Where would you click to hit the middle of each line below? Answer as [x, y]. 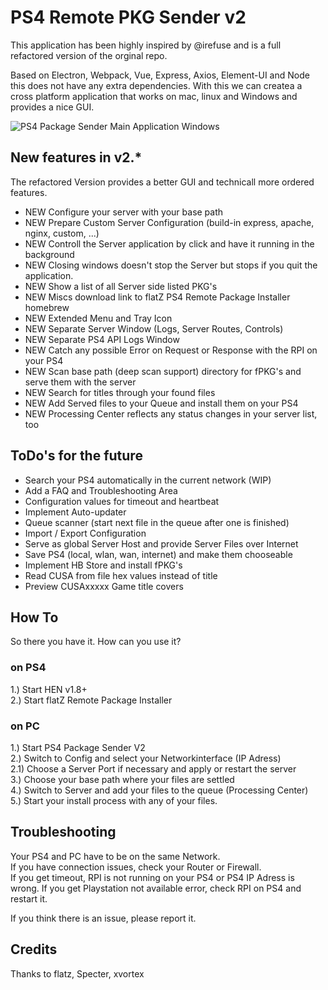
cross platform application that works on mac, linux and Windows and [154, 96]
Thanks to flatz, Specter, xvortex [77, 973]
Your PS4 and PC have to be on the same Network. [115, 856]
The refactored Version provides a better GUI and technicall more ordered [162, 182]
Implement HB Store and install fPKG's [103, 565]
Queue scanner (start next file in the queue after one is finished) [157, 522]
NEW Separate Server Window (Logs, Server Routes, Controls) [154, 328]
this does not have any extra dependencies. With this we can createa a [156, 85]
